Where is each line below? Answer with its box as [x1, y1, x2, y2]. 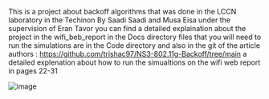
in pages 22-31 [8, 66, 58, 75]
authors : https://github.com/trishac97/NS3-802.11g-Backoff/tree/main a [8, 49, 247, 58]
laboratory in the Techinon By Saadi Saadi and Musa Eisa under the [8, 15, 231, 25]
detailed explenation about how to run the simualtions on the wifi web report [8, 57, 261, 67]
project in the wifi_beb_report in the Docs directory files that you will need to [8, 32, 262, 42]
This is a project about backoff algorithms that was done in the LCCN [8, 7, 237, 16]
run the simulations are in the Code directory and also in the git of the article [8, 41, 261, 50]
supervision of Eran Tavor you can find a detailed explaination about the [8, 24, 247, 33]
